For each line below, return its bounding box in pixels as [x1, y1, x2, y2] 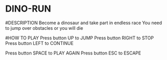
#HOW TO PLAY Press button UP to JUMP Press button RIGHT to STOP [5, 35, 154, 41]
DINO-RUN [5, 3, 52, 15]
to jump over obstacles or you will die [5, 25, 83, 31]
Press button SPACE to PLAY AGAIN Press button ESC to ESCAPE [5, 50, 141, 56]
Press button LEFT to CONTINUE [5, 40, 74, 46]
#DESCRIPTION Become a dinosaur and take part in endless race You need [5, 20, 162, 26]
